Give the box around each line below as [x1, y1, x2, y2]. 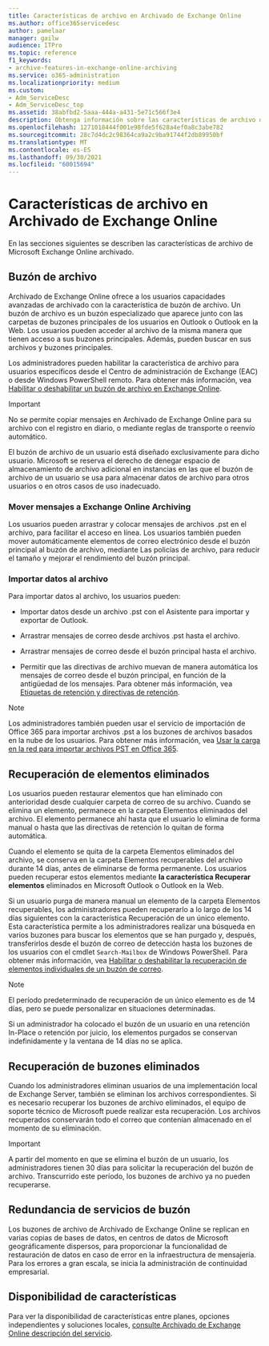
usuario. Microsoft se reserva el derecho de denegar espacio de [8, 456, 220, 465]
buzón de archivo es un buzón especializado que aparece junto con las [8, 308, 243, 318]
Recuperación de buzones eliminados [8, 1059, 200, 1073]
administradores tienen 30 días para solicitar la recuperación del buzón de [8, 1163, 254, 1173]
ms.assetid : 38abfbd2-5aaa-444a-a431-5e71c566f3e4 [8, 109, 181, 117]
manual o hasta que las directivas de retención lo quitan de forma [8, 822, 224, 833]
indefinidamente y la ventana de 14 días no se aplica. [8, 1036, 183, 1046]
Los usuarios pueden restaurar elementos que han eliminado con [8, 789, 223, 798]
